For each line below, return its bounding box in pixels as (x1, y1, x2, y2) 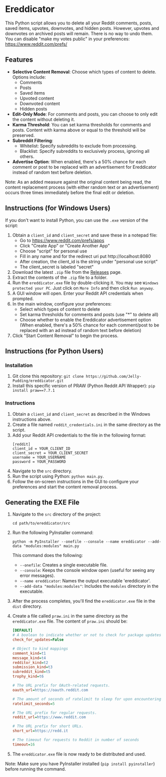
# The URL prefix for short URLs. (12, 724, 84, 729)
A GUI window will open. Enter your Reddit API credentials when (12, 290, 144, 296)
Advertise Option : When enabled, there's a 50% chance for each (12, 158, 146, 165)
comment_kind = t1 (12, 651, 46, 656)
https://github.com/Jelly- (86, 374, 142, 379)
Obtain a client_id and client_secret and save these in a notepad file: (12, 232, 158, 238)
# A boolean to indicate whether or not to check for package (12, 633, 144, 638)
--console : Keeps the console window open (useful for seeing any (19, 567, 155, 573)
